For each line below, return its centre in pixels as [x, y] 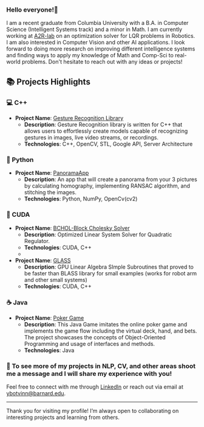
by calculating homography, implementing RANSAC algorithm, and [107, 186]
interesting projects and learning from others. [63, 417]
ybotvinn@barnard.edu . [36, 393]
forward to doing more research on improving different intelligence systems [101, 49]
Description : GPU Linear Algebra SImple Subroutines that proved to [109, 267]
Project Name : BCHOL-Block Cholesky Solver [72, 228]
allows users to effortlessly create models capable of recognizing [106, 131]
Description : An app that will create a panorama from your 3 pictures [110, 180]
